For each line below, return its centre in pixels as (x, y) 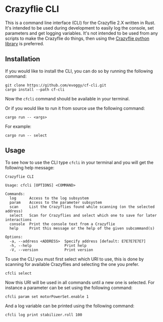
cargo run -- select (26, 135)
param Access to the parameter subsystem (56, 202)
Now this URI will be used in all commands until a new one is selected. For (80, 282)
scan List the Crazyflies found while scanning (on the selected (82, 207)
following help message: (30, 167)
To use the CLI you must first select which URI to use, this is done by (74, 259)
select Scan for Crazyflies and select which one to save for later (83, 215)
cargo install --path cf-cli (35, 90)
